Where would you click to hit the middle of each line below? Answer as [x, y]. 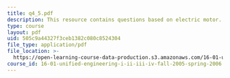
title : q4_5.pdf [30, 13]
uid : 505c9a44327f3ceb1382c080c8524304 [64, 39]
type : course [26, 26]
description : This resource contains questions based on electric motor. [115, 20]
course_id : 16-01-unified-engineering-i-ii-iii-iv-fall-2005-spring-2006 [115, 64]
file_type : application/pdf [47, 45]
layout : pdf [24, 32]
